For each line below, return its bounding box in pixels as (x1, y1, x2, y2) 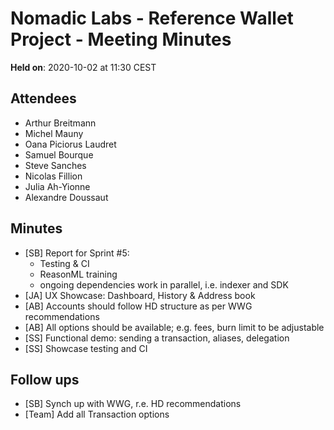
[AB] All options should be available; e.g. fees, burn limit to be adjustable (24, 321, 325, 333)
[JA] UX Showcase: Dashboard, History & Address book (24, 289, 256, 301)
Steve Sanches (24, 159, 87, 171)
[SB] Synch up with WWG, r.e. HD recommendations (24, 398, 242, 410)
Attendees (10, 90, 77, 107)
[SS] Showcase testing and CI (24, 342, 148, 354)
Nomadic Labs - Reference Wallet (10, 7, 294, 30)
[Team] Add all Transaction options (24, 408, 170, 421)
